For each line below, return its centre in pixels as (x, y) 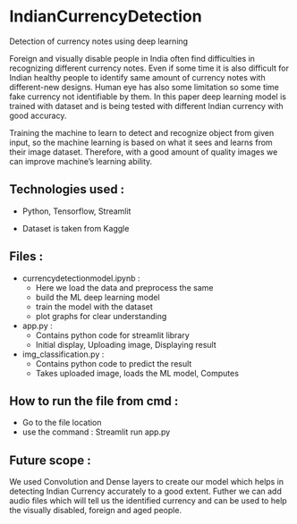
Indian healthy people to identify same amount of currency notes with (137, 77)
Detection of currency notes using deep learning (99, 41)
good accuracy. (38, 115)
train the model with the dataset (94, 307)
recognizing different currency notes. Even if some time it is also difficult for (149, 68)
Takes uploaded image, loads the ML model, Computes (137, 373)
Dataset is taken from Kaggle (76, 228)
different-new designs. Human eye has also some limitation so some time (144, 87)
